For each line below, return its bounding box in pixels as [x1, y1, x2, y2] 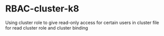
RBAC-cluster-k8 [5, 3, 80, 14]
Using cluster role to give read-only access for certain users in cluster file [5, 19, 159, 25]
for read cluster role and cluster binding [5, 24, 88, 30]
